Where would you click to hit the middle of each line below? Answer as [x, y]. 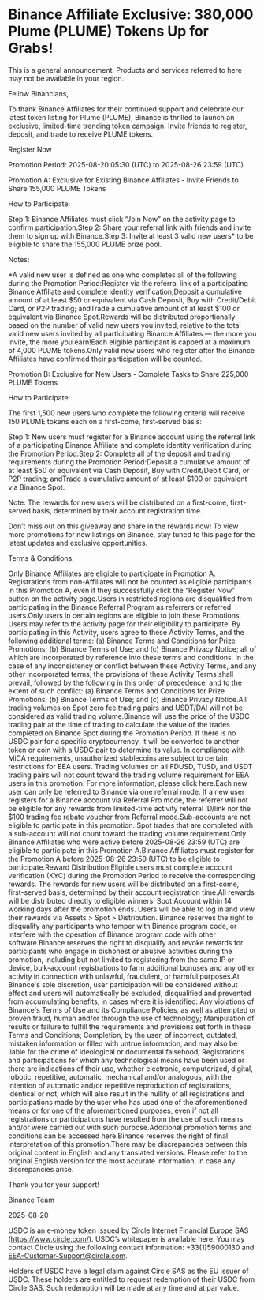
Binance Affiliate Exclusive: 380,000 [131, 15]
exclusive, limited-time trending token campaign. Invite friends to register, [128, 126]
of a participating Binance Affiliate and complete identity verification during [130, 445]
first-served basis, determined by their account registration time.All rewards [131, 892]
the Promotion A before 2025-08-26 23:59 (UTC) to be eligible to [114, 859]
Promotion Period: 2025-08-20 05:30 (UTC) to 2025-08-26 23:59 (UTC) [126, 164]
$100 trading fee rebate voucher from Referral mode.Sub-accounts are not [129, 817]
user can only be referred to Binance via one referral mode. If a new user [126, 791]
